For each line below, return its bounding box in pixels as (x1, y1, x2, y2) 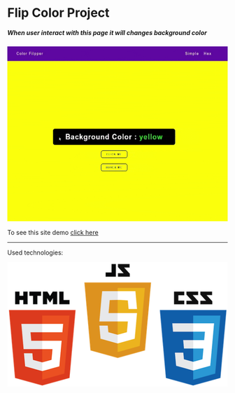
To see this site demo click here (7, 229, 99, 237)
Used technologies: (7, 248, 64, 257)
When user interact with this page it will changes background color (7, 28, 208, 36)
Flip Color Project (7, 5, 110, 21)
